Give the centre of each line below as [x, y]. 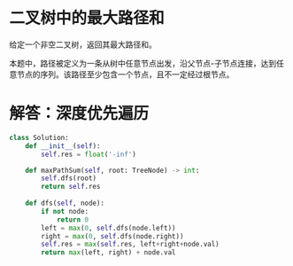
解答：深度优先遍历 [79, 114]
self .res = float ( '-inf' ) [89, 154]
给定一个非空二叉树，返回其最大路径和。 [83, 44]
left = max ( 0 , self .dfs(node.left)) [108, 228]
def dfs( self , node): [65, 203]
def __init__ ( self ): [63, 146]
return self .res [71, 187]
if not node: [65, 211]
